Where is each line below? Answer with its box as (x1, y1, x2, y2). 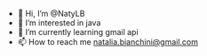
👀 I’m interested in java (17, 17, 101, 28)
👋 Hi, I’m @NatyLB (17, 9, 85, 18)
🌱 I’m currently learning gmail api (17, 27, 139, 37)
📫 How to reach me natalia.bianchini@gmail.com (17, 37, 198, 47)
